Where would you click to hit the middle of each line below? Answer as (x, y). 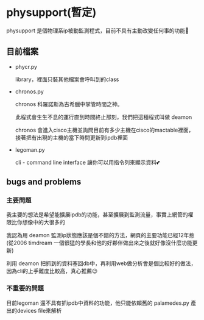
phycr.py (26, 66)
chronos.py (29, 91)
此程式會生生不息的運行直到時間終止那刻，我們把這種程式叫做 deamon (104, 117)
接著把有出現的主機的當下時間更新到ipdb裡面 (71, 137)
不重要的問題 (25, 288)
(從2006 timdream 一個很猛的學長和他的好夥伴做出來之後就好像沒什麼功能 (100, 243)
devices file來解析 (39, 310)
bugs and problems (44, 182)
